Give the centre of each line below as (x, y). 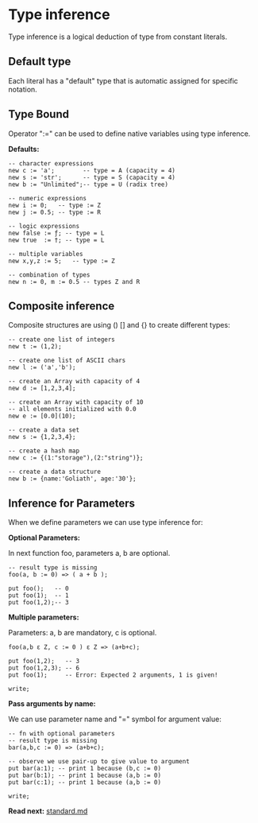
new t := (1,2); (35, 347)
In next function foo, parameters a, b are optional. (89, 553)
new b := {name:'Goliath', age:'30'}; (72, 479)
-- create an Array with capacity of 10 (76, 402)
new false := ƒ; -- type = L (56, 233)
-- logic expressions (44, 226)
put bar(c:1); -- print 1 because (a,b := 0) (85, 782)
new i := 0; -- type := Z (55, 205)
